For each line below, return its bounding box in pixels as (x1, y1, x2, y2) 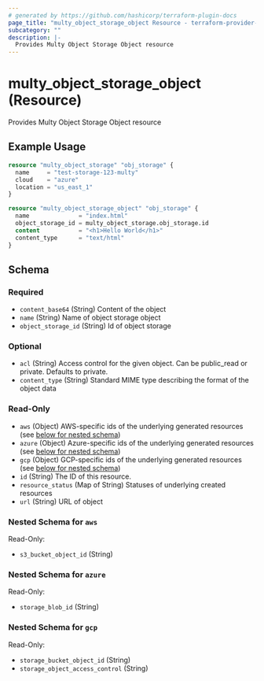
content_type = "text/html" (15, 234, 125, 242)
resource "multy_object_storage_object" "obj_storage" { (8, 205, 199, 213)
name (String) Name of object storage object (19, 313, 161, 323)
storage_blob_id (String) (19, 602, 100, 612)
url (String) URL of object (19, 497, 104, 506)
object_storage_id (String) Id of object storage (19, 321, 171, 331)
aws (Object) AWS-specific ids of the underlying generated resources (19, 421, 244, 431)
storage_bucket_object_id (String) (19, 655, 131, 664)
